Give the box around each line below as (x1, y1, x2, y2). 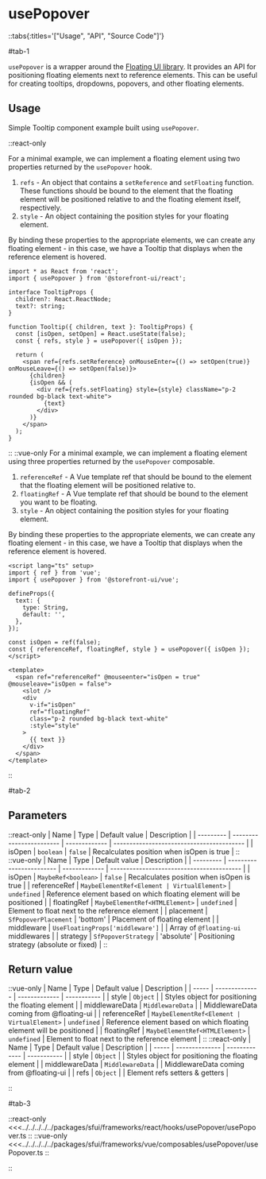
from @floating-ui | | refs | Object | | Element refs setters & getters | (8, 1068, 229, 1077)
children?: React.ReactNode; (15, 295, 112, 303)
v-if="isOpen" (29, 701, 77, 709)
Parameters (8, 809, 67, 822)
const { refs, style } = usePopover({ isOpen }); (15, 337, 183, 345)
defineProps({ (8, 589, 56, 597)
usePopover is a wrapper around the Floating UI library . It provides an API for (8, 61, 256, 72)
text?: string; (15, 302, 66, 310)
